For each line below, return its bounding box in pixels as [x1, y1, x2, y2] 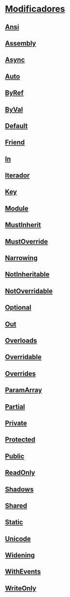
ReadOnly [5, 469, 35, 477]
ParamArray [5, 386, 42, 394]
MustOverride [5, 237, 48, 246]
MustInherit [5, 221, 41, 229]
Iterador [5, 171, 30, 180]
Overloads [5, 337, 37, 344]
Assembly [5, 39, 36, 47]
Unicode [5, 534, 31, 543]
